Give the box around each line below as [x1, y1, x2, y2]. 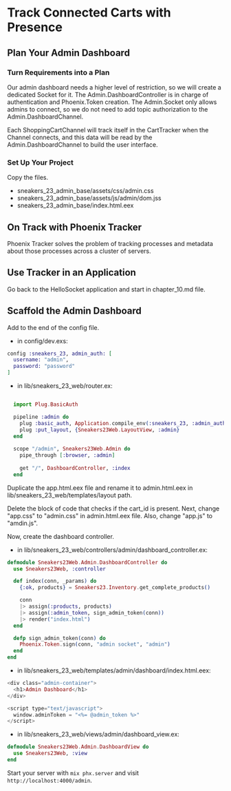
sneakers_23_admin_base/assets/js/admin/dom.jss [16, 194, 162, 203]
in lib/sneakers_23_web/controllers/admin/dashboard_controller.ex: [16, 546, 208, 554]
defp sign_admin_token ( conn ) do [13, 635, 107, 641]
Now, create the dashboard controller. [7, 532, 115, 540]
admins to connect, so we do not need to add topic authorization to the [7, 105, 208, 113]
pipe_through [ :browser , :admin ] [19, 452, 115, 459]
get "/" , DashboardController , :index [19, 464, 131, 471]
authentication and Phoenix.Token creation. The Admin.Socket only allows [7, 98, 217, 106]
